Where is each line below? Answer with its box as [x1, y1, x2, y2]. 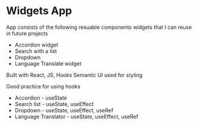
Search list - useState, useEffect [14, 100, 94, 107]
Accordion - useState [14, 94, 67, 101]
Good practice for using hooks [6, 82, 81, 89]
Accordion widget [14, 41, 59, 48]
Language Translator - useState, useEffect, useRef [14, 113, 139, 120]
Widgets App [6, 4, 72, 18]
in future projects [6, 29, 49, 37]
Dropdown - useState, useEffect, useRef [14, 107, 114, 114]
